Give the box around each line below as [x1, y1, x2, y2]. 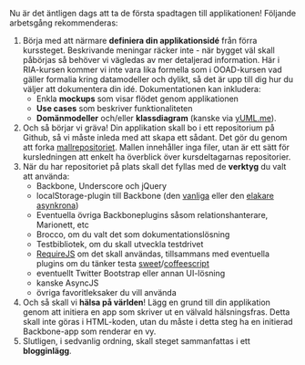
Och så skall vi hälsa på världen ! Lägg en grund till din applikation [22, 297, 271, 308]
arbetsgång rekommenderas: [9, 17, 118, 28]
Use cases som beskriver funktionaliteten [36, 103, 193, 113]
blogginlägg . [22, 346, 72, 356]
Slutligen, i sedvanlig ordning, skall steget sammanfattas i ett [22, 336, 250, 346]
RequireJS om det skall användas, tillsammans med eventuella [36, 248, 270, 259]
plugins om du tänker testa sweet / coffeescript [36, 258, 209, 268]
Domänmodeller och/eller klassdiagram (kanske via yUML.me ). [36, 113, 277, 123]
